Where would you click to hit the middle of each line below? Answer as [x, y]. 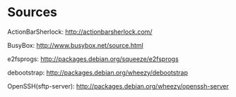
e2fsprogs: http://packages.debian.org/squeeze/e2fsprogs [93, 59]
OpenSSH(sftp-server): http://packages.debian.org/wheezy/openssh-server [118, 86]
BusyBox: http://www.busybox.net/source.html [75, 45]
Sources [33, 12]
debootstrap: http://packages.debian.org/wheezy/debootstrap [98, 72]
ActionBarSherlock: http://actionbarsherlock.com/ [80, 32]
